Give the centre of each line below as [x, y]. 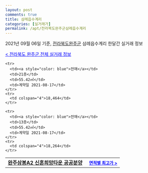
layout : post [19, 10]
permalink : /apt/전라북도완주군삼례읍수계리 [46, 29]
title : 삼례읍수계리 [23, 19]
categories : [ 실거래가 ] [28, 24]
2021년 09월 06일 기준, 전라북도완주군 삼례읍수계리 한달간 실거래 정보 [74, 44]
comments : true [21, 15]
